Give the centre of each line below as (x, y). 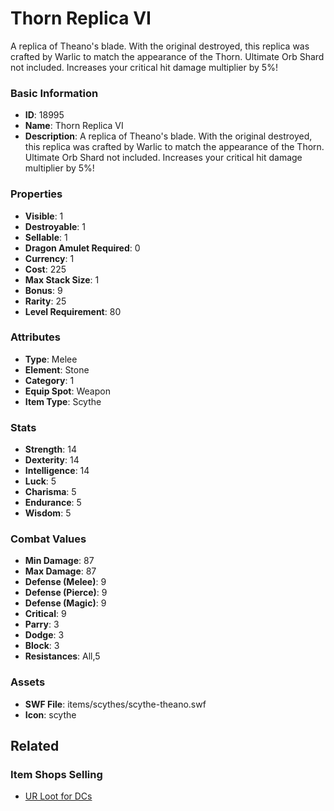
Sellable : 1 (46, 237)
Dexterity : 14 (52, 460)
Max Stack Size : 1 (62, 279)
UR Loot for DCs (58, 796)
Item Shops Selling (56, 775)
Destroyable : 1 (55, 226)
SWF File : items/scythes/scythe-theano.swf (115, 704)
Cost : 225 (45, 269)
